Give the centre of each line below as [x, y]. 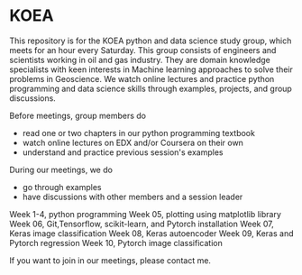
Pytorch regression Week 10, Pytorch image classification [116, 243]
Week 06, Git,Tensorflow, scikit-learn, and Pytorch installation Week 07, [142, 224]
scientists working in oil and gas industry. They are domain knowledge [140, 60]
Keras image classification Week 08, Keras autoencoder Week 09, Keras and [151, 233]
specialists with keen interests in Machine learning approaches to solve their [151, 69]
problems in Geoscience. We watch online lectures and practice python [142, 78]
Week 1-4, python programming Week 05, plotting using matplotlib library [146, 214]
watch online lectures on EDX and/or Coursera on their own [133, 142]
